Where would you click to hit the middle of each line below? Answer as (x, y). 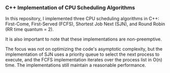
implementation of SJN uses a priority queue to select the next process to (82, 54)
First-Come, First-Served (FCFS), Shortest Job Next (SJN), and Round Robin (85, 24)
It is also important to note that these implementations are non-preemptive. (84, 39)
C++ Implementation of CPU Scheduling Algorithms (70, 8)
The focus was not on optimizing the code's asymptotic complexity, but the (84, 49)
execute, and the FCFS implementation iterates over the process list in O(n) (84, 60)
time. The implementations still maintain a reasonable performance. (76, 65)
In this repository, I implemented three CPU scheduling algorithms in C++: (82, 19)
